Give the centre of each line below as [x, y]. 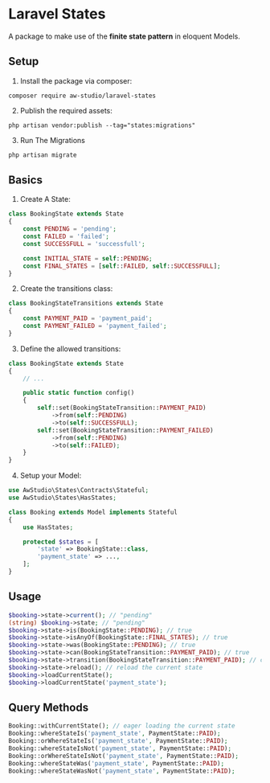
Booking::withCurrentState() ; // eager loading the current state [122, 726]
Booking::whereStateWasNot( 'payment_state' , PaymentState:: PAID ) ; [122, 771]
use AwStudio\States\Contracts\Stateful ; [79, 490]
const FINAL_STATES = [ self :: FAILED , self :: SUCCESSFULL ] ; [122, 266]
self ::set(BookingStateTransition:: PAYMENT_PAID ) [122, 408]
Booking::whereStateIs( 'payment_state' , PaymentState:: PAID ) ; [115, 734]
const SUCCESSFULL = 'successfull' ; [84, 244]
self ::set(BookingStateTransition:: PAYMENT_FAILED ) [126, 430]
